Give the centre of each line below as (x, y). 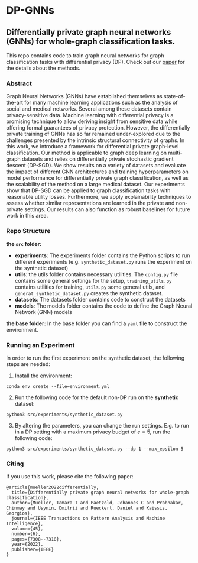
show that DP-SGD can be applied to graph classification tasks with (88, 190)
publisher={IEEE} (33, 550)
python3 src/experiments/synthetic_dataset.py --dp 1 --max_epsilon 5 (95, 449)
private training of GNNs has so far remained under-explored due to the (93, 134)
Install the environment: (43, 376)
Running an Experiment (40, 345)
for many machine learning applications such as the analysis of (101, 103)
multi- (175, 153)
